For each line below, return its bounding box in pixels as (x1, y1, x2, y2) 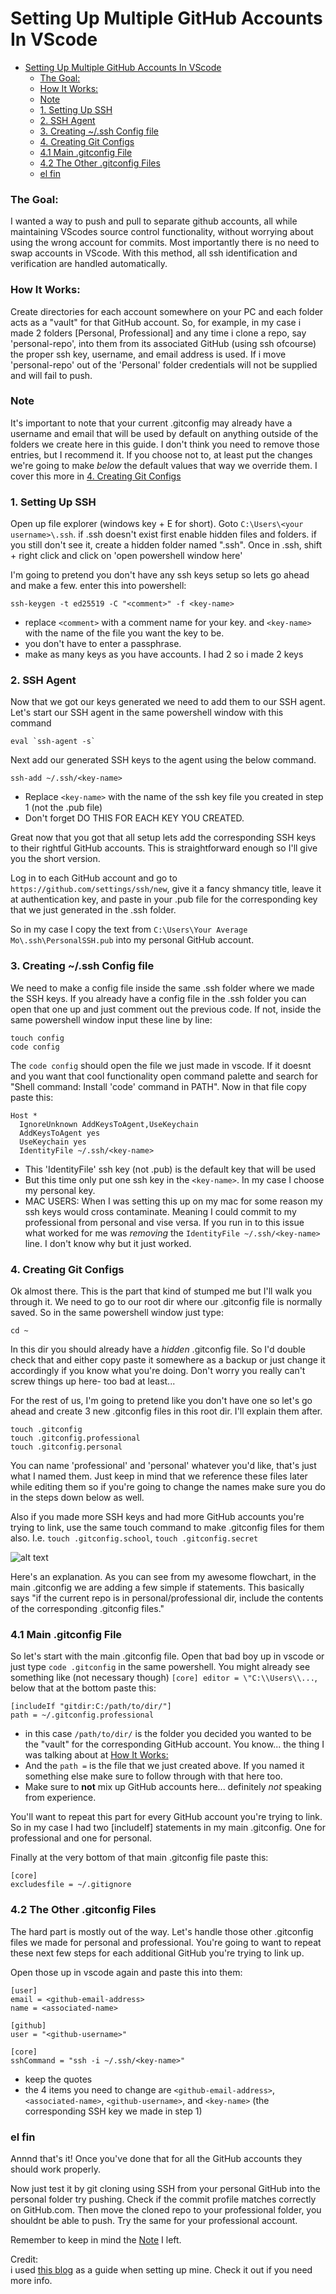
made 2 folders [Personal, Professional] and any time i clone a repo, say (10, 327, 307, 339)
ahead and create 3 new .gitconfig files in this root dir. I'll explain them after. (10, 1405, 323, 1417)
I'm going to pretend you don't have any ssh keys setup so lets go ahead (10, 569, 310, 581)
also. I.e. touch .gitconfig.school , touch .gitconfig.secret (10, 1532, 259, 1544)
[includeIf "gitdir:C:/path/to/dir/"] (10, 1702, 172, 1712)
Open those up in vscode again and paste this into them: (10, 1966, 243, 1978)
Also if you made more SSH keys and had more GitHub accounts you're (10, 1511, 305, 1523)
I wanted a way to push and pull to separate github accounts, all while (10, 215, 298, 227)
